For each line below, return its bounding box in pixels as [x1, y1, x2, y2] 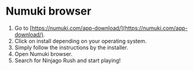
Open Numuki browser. [14, 50, 73, 57]
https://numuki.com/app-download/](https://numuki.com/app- [32, 24, 188, 32]
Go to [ [14, 24, 32, 32]
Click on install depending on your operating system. [14, 37, 147, 44]
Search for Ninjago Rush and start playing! [14, 57, 121, 64]
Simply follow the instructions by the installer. [14, 44, 128, 51]
